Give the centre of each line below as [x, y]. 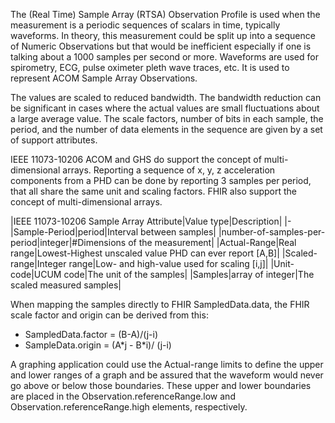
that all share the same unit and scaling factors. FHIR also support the [153, 191]
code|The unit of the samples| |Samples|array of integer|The [189, 274]
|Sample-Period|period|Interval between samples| [113, 232]
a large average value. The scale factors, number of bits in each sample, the [167, 118]
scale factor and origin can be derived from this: [109, 315]
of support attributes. [54, 140]
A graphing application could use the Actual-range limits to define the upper [167, 364]
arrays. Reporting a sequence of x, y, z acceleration [169, 170]
